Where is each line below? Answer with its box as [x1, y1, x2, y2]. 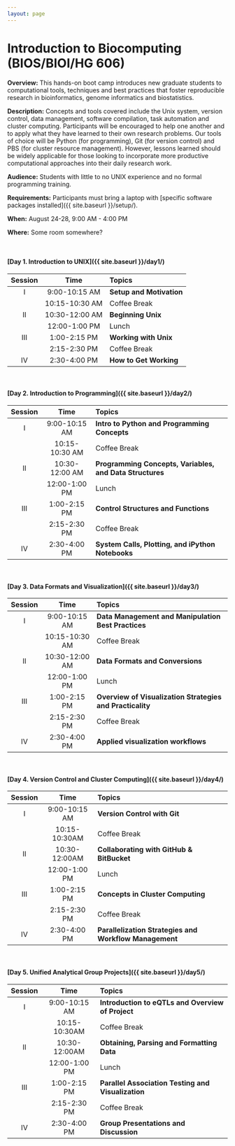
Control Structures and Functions [95, 503, 210, 513]
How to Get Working [109, 355, 178, 365]
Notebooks [95, 548, 134, 558]
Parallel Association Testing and [100, 1078, 210, 1088]
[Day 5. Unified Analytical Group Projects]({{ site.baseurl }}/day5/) [7, 968, 206, 976]
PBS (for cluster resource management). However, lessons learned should [7, 144, 221, 153]
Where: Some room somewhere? [7, 228, 103, 236]
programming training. [7, 180, 72, 188]
